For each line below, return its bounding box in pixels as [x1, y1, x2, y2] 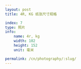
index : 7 [5, 20, 23, 25]
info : [5, 30, 16, 34]
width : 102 [13, 38, 36, 44]
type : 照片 [5, 25, 26, 30]
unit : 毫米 [13, 47, 34, 52]
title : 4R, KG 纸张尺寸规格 [5, 12, 57, 17]
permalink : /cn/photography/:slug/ [5, 56, 77, 61]
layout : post [5, 7, 31, 12]
